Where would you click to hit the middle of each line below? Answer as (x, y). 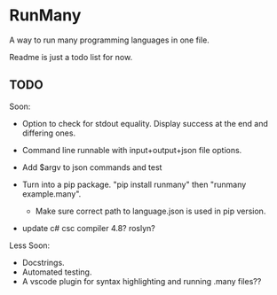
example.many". (51, 194)
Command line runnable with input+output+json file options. (132, 150)
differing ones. (49, 133)
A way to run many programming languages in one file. (110, 40)
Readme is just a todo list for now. (71, 57)
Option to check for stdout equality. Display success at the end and (145, 123)
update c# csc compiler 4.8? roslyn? (88, 228)
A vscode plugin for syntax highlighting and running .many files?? (142, 281)
